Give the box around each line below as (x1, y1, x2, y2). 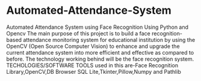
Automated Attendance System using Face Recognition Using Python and (6, 23, 188, 31)
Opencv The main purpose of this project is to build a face (6, 29, 150, 37)
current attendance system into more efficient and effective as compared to (6, 49, 194, 56)
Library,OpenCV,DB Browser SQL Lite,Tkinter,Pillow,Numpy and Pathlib (6, 68, 182, 75)
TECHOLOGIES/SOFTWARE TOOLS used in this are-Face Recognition (6, 61, 179, 69)
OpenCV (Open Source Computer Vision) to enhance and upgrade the (6, 43, 180, 50)
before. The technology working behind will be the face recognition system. (6, 55, 194, 62)
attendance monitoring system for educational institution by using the (23, 36, 196, 43)
